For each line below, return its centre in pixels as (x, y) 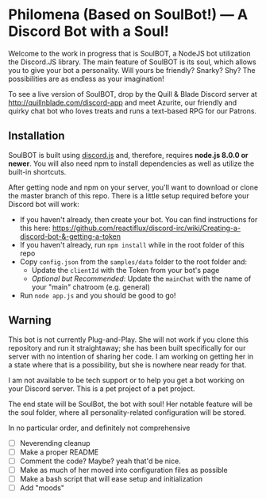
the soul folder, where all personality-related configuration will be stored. (127, 412)
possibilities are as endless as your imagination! (86, 79)
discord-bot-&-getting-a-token (70, 236)
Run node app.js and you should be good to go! (98, 295)
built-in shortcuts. (37, 171)
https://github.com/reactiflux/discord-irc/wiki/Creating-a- (146, 228)
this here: (35, 228)
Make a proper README (59, 452)
